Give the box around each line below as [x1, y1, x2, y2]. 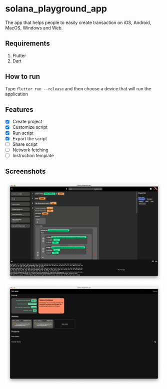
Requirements [5, 39, 50, 48]
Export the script [12, 135, 47, 141]
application [5, 91, 28, 97]
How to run [5, 72, 40, 81]
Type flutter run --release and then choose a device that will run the [5, 85, 151, 91]
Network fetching [12, 147, 48, 153]
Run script [12, 130, 34, 136]
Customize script [12, 124, 48, 130]
